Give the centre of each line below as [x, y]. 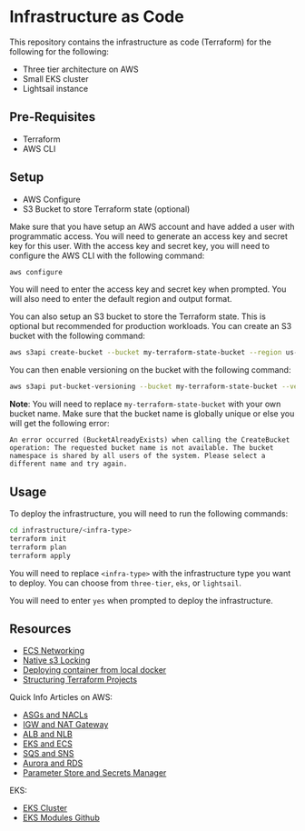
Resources [40, 629]
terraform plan [38, 547]
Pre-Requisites [53, 117]
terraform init [38, 538]
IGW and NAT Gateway [65, 725]
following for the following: [59, 51]
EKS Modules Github [61, 818]
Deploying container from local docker [94, 670]
